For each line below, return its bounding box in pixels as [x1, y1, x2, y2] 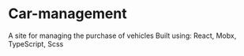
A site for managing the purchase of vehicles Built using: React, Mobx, [8, 31, 237, 40]
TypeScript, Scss [8, 39, 64, 48]
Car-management [8, 5, 128, 23]
